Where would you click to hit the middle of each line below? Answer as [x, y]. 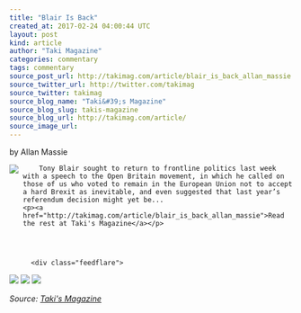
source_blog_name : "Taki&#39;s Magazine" [88, 101]
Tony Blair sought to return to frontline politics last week [158, 168]
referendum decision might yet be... [93, 200]
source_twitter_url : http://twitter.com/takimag [102, 85]
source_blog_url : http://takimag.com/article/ [98, 118]
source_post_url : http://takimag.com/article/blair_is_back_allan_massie [150, 76]
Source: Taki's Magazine [55, 299]
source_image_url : [44, 127]
